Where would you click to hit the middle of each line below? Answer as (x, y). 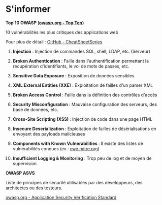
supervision (25, 163)
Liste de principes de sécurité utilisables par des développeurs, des (74, 182)
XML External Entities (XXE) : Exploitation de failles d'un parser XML (83, 85)
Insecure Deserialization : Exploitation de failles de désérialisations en (84, 129)
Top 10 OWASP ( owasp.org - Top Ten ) (45, 23)
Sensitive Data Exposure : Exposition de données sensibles (73, 75)
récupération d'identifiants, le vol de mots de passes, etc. (71, 66)
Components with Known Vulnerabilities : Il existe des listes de (78, 143)
